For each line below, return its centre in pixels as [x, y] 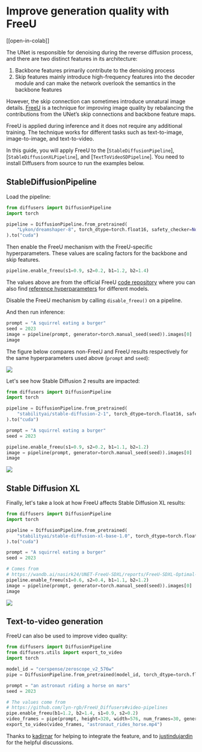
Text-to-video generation [55, 621]
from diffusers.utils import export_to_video [64, 652]
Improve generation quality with [88, 11]
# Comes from [23, 569]
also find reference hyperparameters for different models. [78, 289]
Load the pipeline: [29, 197]
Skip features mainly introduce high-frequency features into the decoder [105, 77]
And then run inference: [35, 312]
